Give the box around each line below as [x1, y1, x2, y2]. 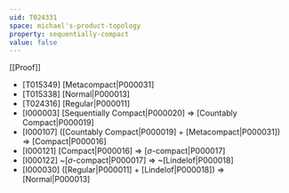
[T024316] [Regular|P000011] [21, 99, 131, 109]
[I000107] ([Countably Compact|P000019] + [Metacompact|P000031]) [21, 126, 281, 138]
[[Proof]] [9, 62, 42, 73]
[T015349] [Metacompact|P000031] [21, 79, 155, 90]
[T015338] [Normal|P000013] [21, 89, 131, 100]
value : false [9, 37, 58, 47]
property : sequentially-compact [9, 29, 129, 38]
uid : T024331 [9, 12, 58, 22]
